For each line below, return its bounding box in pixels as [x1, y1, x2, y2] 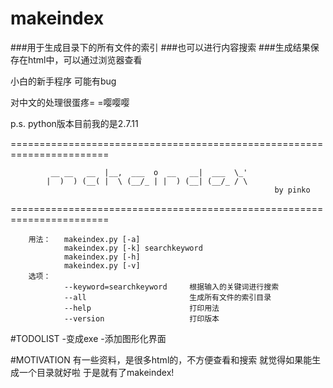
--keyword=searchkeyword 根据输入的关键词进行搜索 [63, 282, 280, 292]
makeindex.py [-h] [63, 252, 141, 262]
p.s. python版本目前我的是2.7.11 [10, 117, 139, 129]
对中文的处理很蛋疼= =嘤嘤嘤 [10, 96, 130, 108]
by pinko [274, 185, 311, 195]
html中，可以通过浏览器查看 [27, 53, 143, 66]
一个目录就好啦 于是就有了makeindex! [18, 366, 175, 378]
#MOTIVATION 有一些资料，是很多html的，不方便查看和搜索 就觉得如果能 [10, 353, 313, 366]
